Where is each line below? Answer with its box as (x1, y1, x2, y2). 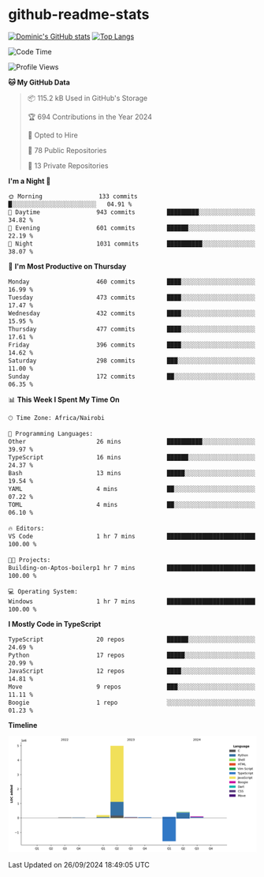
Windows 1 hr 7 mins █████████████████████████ (8, 598, 256, 605)
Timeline (8, 720, 38, 729)
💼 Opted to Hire (27, 130, 79, 140)
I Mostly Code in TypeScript (8, 619, 101, 628)
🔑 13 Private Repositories (27, 160, 109, 171)
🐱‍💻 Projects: (8, 556, 51, 564)
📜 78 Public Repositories (27, 145, 107, 155)
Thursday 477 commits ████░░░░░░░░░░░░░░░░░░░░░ (8, 325, 256, 333)
